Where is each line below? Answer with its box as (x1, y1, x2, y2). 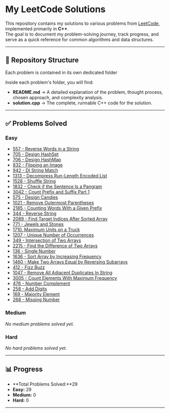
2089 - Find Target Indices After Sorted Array (12, 216, 108, 222)
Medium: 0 (12, 392, 36, 398)
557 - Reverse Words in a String (12, 146, 79, 152)
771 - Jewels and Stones (12, 221, 64, 228)
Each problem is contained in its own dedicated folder (5, 69, 117, 76)
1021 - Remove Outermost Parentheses (12, 200, 94, 206)
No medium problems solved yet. (5, 321, 74, 327)
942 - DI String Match (12, 167, 58, 173)
